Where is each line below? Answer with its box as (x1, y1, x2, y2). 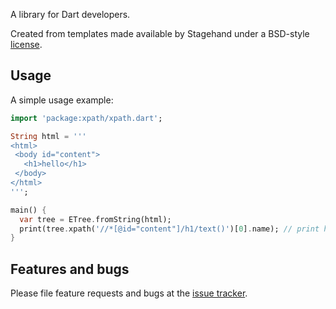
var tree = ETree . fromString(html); (19, 214, 172, 224)
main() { (10, 205, 47, 215)
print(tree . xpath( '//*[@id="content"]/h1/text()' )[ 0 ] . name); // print (19, 224, 320, 234)
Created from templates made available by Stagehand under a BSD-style (10, 28, 310, 39)
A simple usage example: (10, 94, 114, 106)
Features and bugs (10, 260, 130, 278)
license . (10, 39, 43, 50)
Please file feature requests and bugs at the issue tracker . (10, 287, 248, 299)
